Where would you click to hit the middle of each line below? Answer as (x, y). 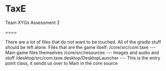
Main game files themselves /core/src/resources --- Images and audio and (82, 52)
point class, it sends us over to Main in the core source (61, 63)
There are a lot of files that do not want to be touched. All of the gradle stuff (83, 42)
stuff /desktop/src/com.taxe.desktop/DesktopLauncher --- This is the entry (83, 57)
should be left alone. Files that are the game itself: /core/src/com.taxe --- (80, 47)
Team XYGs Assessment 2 (32, 22)
